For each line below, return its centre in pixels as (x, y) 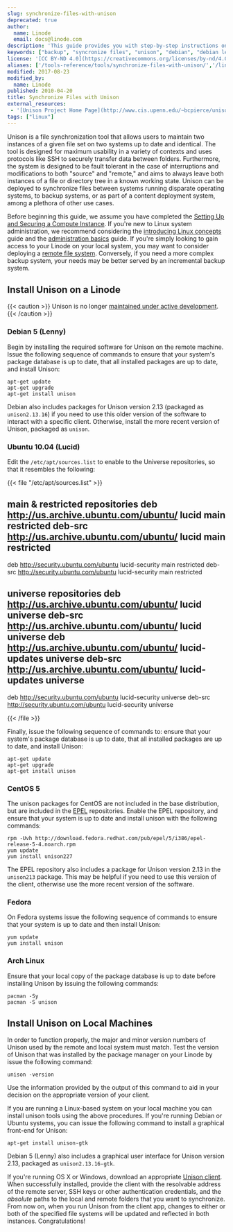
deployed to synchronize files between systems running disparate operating (116, 188)
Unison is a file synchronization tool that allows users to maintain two (106, 137)
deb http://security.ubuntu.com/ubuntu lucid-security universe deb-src (109, 697)
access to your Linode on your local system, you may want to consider (108, 246)
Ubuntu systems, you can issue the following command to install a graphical (116, 1123)
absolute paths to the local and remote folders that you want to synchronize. (116, 1199)
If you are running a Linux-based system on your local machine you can (110, 1109)
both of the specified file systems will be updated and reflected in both (108, 1214)
